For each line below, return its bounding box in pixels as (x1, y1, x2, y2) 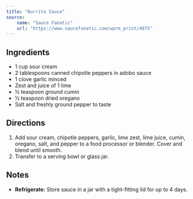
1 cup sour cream (14, 63, 58, 70)
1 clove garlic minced (14, 75, 67, 83)
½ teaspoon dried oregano (14, 94, 80, 102)
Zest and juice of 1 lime (14, 82, 71, 89)
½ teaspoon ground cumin (14, 89, 80, 96)
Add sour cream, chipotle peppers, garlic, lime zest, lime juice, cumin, (14, 134, 186, 141)
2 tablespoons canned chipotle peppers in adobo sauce (14, 70, 151, 77)
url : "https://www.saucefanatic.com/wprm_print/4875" (17, 25, 153, 31)
